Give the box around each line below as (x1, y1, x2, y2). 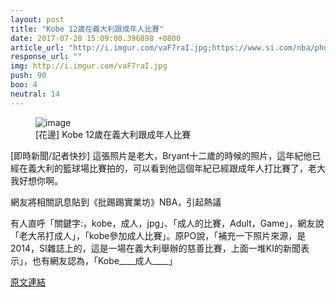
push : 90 (10, 71, 47, 81)
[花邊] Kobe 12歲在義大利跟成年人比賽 (35, 128, 192, 140)
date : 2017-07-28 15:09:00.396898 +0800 (10, 33, 182, 43)
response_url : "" (10, 52, 83, 62)
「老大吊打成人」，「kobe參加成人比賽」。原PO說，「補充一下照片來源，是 (10, 229, 307, 241)
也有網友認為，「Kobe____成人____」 (31, 254, 178, 266)
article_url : (10, 42, 65, 53)
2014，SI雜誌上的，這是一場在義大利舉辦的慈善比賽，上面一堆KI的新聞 (10, 242, 302, 254)
